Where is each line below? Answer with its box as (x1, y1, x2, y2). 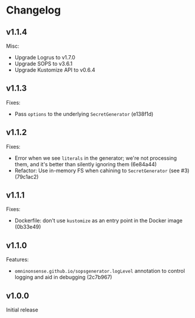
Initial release (6, 306, 38, 313)
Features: (6, 256, 29, 263)
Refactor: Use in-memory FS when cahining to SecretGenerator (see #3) (14, 167, 190, 174)
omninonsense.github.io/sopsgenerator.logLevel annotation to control (14, 267, 185, 275)
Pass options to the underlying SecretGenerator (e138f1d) (14, 110, 154, 118)
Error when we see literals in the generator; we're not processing (14, 154, 177, 162)
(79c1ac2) (14, 173, 39, 180)
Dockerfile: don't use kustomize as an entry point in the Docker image (14, 217, 183, 224)
